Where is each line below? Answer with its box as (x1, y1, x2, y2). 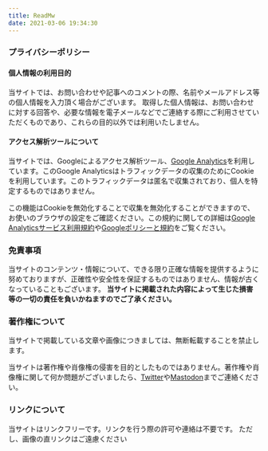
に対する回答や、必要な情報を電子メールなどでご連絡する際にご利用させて (8, 107, 253, 116)
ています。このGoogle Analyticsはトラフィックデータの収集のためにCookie (8, 166, 254, 175)
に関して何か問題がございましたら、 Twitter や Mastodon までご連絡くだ (22, 372, 253, 382)
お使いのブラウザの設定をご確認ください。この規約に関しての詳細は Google (8, 213, 255, 222)
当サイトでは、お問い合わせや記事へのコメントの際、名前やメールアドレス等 (8, 87, 260, 96)
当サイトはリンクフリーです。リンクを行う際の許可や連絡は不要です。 (8, 424, 238, 433)
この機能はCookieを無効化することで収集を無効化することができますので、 (8, 202, 255, 212)
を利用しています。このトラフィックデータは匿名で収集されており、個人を (8, 176, 251, 186)
